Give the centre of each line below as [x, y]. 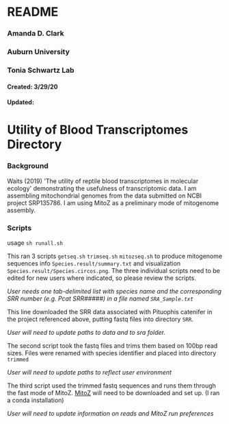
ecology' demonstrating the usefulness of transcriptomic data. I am [102, 188]
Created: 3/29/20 [32, 86]
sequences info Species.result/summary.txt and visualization [94, 263]
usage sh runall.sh [35, 243]
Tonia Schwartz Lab [41, 70]
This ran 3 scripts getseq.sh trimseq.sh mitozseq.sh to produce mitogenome [115, 256]
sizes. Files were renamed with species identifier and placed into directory [112, 353]
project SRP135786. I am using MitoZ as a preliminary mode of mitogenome [113, 202]
